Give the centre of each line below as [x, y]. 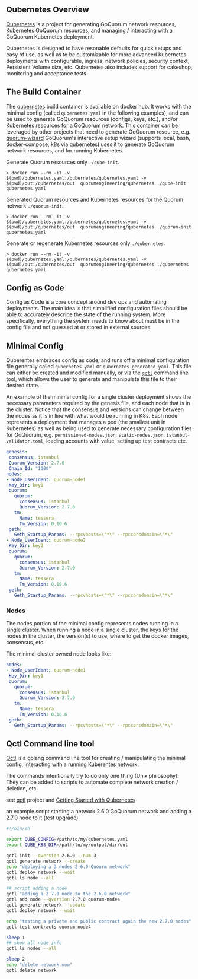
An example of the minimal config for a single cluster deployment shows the [99, 397]
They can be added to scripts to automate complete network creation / [92, 782]
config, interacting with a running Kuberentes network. [73, 764]
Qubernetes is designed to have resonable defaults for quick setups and [94, 48]
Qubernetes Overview [48, 10]
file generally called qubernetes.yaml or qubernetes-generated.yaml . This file [99, 367]
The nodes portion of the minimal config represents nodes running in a [92, 624]
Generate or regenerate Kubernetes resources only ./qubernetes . [86, 243]
